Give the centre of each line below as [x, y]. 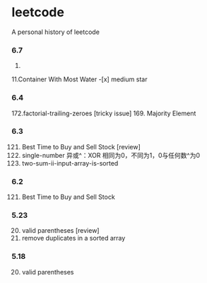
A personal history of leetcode [55, 32]
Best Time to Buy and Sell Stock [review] [81, 146]
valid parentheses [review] [60, 231]
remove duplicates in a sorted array [73, 238]
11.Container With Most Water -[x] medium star [79, 79]
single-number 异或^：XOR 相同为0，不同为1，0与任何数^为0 [111, 155]
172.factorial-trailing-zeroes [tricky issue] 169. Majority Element [104, 113]
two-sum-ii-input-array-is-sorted [70, 163]
